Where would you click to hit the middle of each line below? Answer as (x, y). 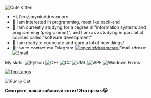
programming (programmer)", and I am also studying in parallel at (78, 32)
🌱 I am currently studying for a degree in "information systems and (79, 27)
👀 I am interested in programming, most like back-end (66, 22)
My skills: (15, 62)
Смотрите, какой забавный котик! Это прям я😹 (57, 90)
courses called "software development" (52, 37)
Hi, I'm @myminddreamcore (40, 17)
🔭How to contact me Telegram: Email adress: (79, 48)
